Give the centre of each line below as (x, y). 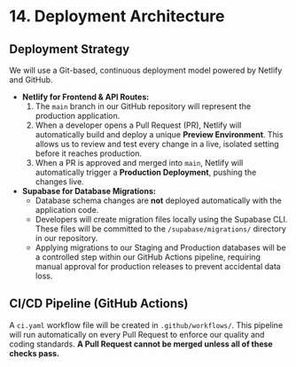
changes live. (59, 182)
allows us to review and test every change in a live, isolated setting (157, 144)
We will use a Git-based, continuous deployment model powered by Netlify (146, 70)
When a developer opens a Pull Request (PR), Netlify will (138, 125)
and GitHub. (31, 80)
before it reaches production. (89, 153)
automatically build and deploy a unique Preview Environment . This (159, 134)
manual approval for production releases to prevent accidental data (158, 266)
